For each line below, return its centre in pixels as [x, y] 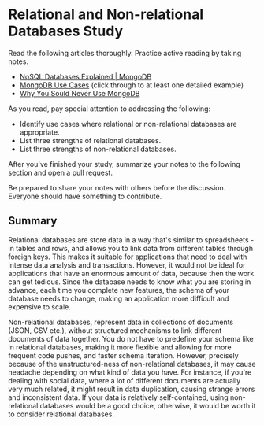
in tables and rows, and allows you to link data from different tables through [131, 248]
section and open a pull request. [60, 172]
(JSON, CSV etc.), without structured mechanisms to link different [115, 330]
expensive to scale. [39, 307]
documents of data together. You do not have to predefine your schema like [131, 338]
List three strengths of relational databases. [90, 140]
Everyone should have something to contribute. [85, 196]
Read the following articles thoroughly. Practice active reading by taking [125, 53]
